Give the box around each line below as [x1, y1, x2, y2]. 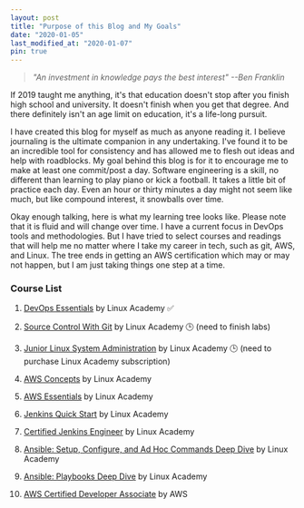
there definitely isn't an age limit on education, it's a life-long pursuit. [10, 109, 268, 120]
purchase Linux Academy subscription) [23, 356, 171, 367]
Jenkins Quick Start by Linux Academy [23, 409, 169, 420]
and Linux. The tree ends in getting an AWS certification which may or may [10, 250, 290, 261]
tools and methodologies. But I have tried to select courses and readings [10, 230, 282, 241]
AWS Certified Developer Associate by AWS [23, 489, 189, 500]
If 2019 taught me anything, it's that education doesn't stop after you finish [10, 90, 289, 101]
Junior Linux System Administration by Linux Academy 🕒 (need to [23, 343, 272, 354]
